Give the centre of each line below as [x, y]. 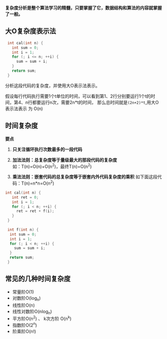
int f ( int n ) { [23, 229]
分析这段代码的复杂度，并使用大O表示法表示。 [53, 85]
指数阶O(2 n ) [25, 325]
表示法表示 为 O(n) [24, 109]
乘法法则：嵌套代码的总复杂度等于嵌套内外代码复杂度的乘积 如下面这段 [85, 177]
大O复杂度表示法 [31, 31]
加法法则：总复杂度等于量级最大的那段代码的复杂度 [65, 160]
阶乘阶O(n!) [24, 331]
